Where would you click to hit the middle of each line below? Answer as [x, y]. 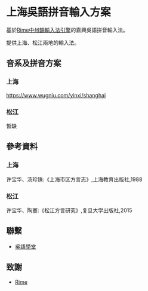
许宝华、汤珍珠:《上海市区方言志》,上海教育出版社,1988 [74, 179]
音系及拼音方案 [34, 63]
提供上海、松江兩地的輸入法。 [43, 42]
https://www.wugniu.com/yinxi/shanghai [56, 95]
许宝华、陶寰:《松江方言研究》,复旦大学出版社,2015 [69, 210]
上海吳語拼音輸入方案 [59, 12]
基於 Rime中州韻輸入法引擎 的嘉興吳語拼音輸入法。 [67, 30]
